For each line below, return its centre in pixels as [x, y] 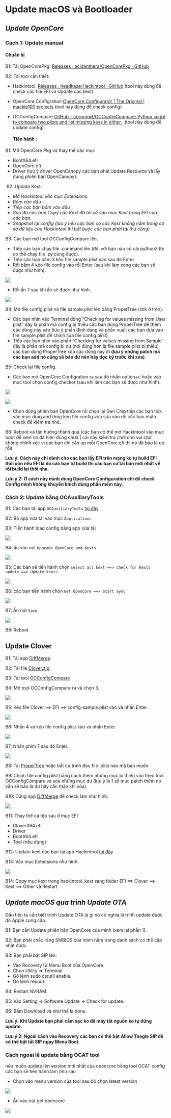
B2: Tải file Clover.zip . [28, 668]
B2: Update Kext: [24, 186]
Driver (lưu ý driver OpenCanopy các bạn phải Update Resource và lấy [87, 171]
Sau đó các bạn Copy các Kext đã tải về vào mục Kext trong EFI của [85, 212]
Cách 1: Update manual [34, 43]
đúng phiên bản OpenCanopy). [45, 176]
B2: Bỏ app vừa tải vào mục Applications [48, 518]
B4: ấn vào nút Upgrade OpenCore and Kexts [51, 548]
